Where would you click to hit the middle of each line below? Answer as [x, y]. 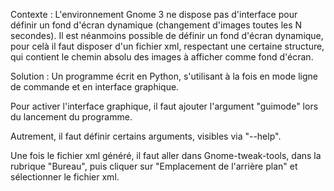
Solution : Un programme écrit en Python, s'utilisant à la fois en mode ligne [164, 76]
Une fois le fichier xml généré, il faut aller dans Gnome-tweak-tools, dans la [166, 155]
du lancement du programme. [71, 117]
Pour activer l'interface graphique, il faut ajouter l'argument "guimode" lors [164, 106]
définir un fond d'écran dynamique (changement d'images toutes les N [156, 25]
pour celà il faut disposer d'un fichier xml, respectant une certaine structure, [167, 46]
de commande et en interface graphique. [95, 87]
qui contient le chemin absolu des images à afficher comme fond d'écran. [162, 57]
